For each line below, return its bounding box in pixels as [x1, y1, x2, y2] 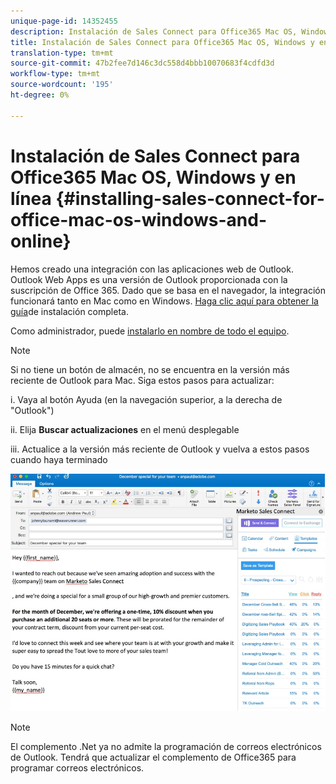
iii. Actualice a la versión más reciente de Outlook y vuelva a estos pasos [10, 443, 310, 455]
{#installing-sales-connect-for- [55, 187, 325, 210]
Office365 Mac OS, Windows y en [10, 166, 297, 189]
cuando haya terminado [10, 453, 108, 465]
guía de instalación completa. [10, 305, 129, 317]
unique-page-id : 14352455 [10, 16, 118, 26]
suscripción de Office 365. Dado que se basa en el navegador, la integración [10, 284, 326, 296]
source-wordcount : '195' [10, 80, 114, 90]
